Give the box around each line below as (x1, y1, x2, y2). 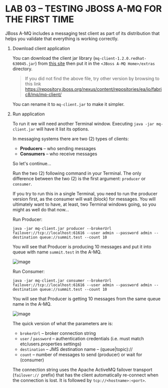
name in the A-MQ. (12, 301, 52, 307)
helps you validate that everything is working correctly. (5, 36, 119, 42)
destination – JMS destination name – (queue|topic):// (20, 346, 133, 352)
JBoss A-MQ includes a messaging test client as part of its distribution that (5, 30, 160, 36)
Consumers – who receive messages (20, 151, 98, 157)
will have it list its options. (36, 126, 89, 132)
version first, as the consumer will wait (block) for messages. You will (12, 196, 156, 202)
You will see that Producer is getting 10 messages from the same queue (12, 296, 161, 302)
